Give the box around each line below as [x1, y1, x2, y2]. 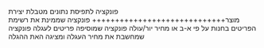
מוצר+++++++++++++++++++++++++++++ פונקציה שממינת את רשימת [8, 15, 240, 24]
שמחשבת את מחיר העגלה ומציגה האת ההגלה [8, 31, 145, 41]
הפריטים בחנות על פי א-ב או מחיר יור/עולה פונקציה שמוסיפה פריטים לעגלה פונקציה [8, 24, 257, 32]
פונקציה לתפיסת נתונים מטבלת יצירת [8, 7, 118, 16]
